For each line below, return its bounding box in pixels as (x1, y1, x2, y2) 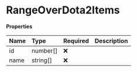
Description (94, 36, 128, 44)
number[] (31, 46, 58, 54)
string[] (31, 56, 53, 64)
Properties (6, 23, 33, 30)
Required (63, 36, 90, 44)
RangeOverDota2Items (6, 4, 120, 17)
